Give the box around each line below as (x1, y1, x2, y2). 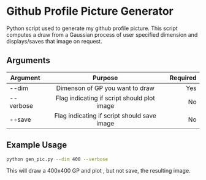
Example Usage (6, 140, 67, 151)
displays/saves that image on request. (6, 37, 102, 45)
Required (169, 73, 197, 82)
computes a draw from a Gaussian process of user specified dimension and (6, 31, 198, 38)
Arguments (6, 55, 51, 66)
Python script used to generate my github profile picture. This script (6, 24, 178, 32)
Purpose (93, 73, 118, 82)
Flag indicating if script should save (54, 111, 156, 120)
